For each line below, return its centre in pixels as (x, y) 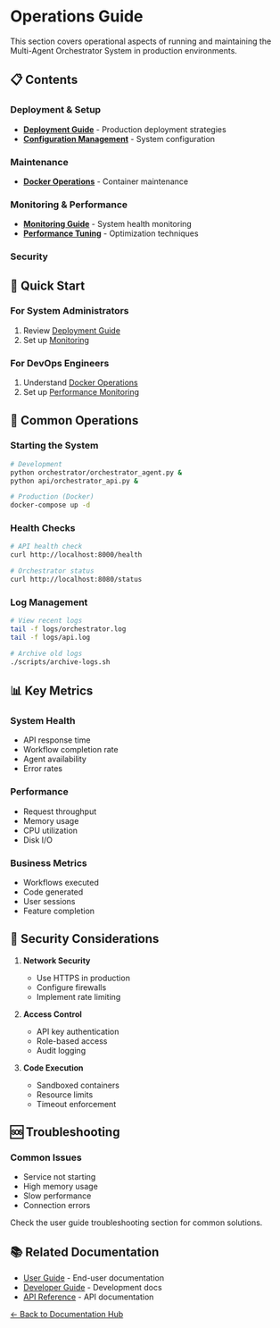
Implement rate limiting (78, 996)
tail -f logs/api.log (50, 638)
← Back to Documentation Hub (67, 1315)
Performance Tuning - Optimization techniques (111, 233)
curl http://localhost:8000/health (76, 555)
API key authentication (78, 1031)
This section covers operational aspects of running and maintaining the (141, 41)
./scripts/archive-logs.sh (60, 662)
